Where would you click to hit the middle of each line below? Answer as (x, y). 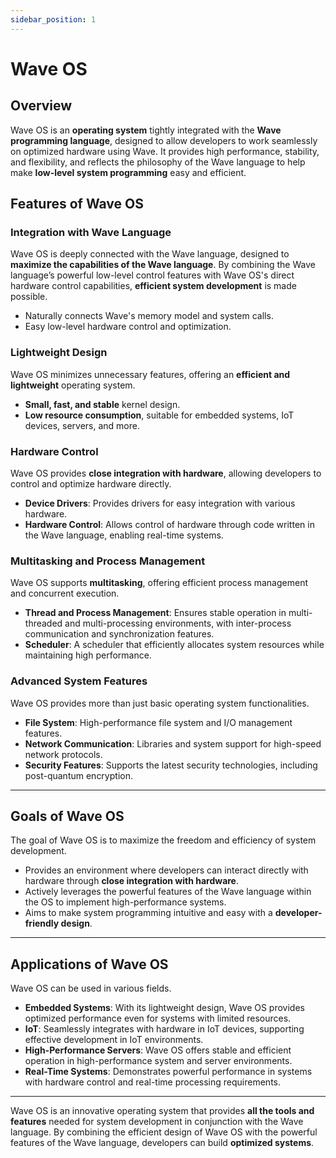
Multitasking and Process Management (108, 561)
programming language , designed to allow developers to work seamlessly (164, 140)
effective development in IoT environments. (114, 1040)
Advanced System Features (79, 681)
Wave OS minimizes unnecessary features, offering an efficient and (150, 374)
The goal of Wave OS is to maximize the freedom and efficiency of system (163, 840)
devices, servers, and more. (82, 425)
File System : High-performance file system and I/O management (158, 722)
